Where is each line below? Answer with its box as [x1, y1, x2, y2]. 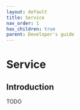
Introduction [6, 81, 55, 92]
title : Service [6, 15, 45, 21]
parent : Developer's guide [6, 32, 75, 38]
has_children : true [6, 26, 56, 32]
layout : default [6, 9, 47, 15]
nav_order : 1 [6, 20, 39, 26]
